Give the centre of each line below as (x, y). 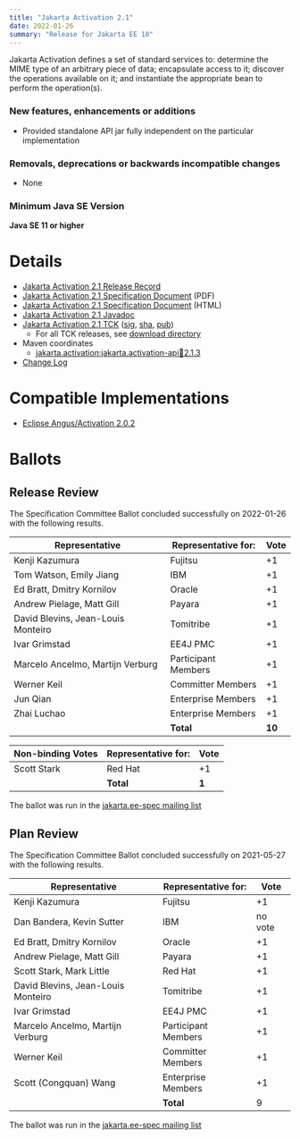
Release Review (54, 492)
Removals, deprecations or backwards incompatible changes (145, 164)
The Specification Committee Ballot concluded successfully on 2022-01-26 (148, 514)
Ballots (35, 459)
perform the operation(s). (56, 88)
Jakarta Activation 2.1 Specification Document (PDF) (118, 296)
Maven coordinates (58, 343)
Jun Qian (33, 699)
